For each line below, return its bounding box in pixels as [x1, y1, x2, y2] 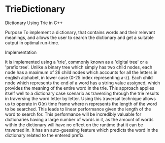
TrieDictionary [5, 3, 66, 15]
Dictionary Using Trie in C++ [5, 20, 63, 26]
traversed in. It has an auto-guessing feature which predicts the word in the [5, 127, 159, 133]
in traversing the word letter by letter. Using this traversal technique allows [5, 95, 156, 102]
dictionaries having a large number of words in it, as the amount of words [5, 116, 154, 122]
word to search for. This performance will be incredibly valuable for [5, 111, 142, 117]
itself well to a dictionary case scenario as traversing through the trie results [5, 90, 160, 96]
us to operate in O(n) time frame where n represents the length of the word [5, 101, 157, 107]
